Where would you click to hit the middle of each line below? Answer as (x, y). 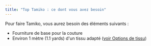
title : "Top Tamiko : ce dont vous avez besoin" (56, 10)
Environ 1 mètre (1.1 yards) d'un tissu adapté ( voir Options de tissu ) (79, 38)
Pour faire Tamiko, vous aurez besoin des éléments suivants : (67, 23)
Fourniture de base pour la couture (47, 33)
